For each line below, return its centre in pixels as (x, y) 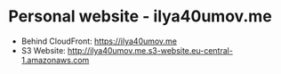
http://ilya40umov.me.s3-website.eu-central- (150, 50)
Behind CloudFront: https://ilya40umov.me (99, 41)
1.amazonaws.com (55, 60)
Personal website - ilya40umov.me (140, 16)
